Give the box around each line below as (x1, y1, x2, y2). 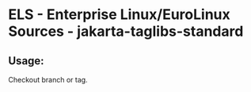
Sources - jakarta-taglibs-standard (8, 22, 244, 40)
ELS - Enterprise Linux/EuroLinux (8, 6, 231, 24)
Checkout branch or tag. (8, 75, 89, 84)
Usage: (8, 54, 45, 67)
